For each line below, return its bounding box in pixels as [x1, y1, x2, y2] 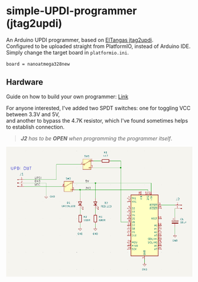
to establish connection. [6, 123, 65, 130]
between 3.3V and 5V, [6, 111, 60, 118]
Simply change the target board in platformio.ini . [6, 49, 129, 56]
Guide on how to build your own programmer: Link [6, 93, 129, 100]
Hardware [6, 77, 43, 87]
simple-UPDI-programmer [6, 4, 137, 18]
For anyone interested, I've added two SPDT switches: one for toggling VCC [6, 104, 191, 111]
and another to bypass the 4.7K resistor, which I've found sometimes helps [6, 117, 188, 124]
